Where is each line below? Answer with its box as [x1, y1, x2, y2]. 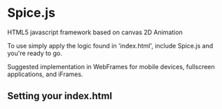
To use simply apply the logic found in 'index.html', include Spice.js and [7, 41, 214, 50]
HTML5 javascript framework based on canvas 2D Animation [7, 28, 183, 36]
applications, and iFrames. [7, 70, 83, 78]
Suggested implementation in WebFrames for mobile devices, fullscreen [7, 62, 215, 71]
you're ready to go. [7, 49, 63, 57]
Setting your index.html [7, 90, 113, 102]
